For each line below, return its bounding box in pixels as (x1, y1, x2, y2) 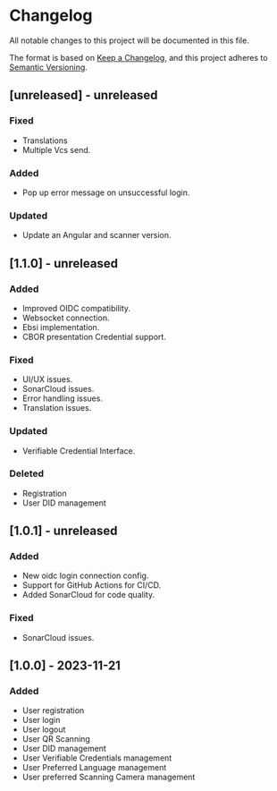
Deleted (9, 467, 45, 480)
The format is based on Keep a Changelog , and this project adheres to (9, 52, 268, 63)
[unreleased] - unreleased (9, 88, 158, 103)
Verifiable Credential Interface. (21, 445, 136, 456)
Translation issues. (21, 403, 92, 413)
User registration (21, 705, 85, 716)
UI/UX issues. (21, 374, 73, 385)
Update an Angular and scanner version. (21, 230, 172, 241)
